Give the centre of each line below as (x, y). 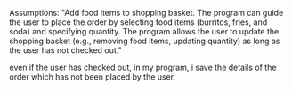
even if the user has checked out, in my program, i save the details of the (143, 67)
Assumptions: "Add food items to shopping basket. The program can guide (146, 13)
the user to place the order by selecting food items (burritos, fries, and (138, 22)
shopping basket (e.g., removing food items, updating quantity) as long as (145, 41)
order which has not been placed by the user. (93, 77)
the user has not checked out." (65, 50)
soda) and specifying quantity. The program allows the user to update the (144, 31)
